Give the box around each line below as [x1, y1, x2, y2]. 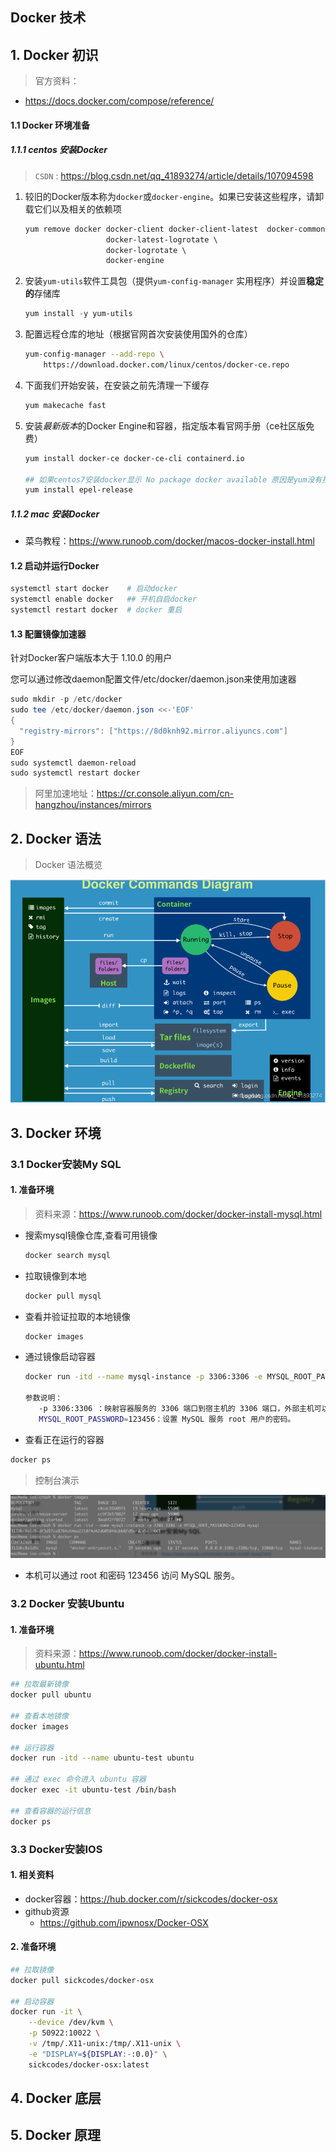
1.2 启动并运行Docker [10, 559, 100, 572]
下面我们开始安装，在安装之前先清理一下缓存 [24, 379, 210, 391]
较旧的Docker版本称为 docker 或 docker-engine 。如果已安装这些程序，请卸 [24, 190, 325, 202]
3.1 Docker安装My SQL [10, 1157, 122, 1171]
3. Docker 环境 [10, 1124, 102, 1142]
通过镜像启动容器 [24, 1351, 96, 1363]
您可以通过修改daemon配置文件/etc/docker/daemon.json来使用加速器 [10, 673, 297, 685]
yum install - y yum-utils [24, 309, 133, 319]
